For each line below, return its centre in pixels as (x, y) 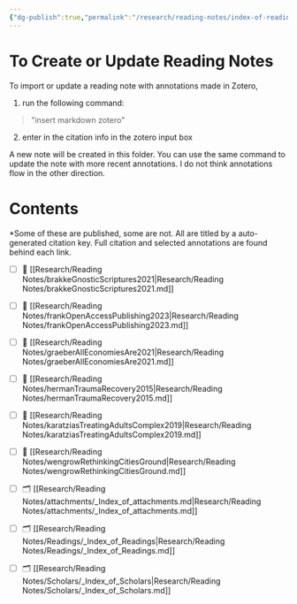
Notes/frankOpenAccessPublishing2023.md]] (105, 325)
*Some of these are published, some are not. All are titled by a (123, 233)
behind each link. (41, 252)
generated (28, 242)
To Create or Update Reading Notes (141, 61)
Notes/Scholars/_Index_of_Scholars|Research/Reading (121, 581)
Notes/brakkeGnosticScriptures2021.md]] (98, 288)
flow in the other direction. (57, 172)
